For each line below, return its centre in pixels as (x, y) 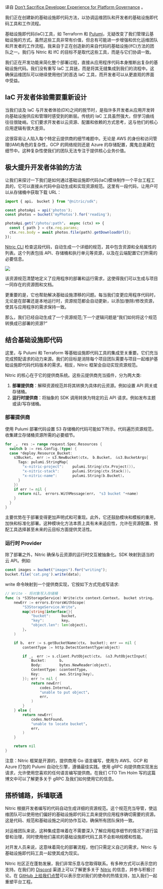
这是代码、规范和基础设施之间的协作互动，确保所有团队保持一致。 (71, 820)
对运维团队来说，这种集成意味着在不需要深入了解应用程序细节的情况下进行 (79, 830)
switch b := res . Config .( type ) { (43, 449)
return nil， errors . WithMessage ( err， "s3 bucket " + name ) (78, 494)
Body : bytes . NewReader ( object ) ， (72, 665)
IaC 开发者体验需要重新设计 (46, 97)
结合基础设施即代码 (34, 340)
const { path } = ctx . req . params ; (44, 228)
